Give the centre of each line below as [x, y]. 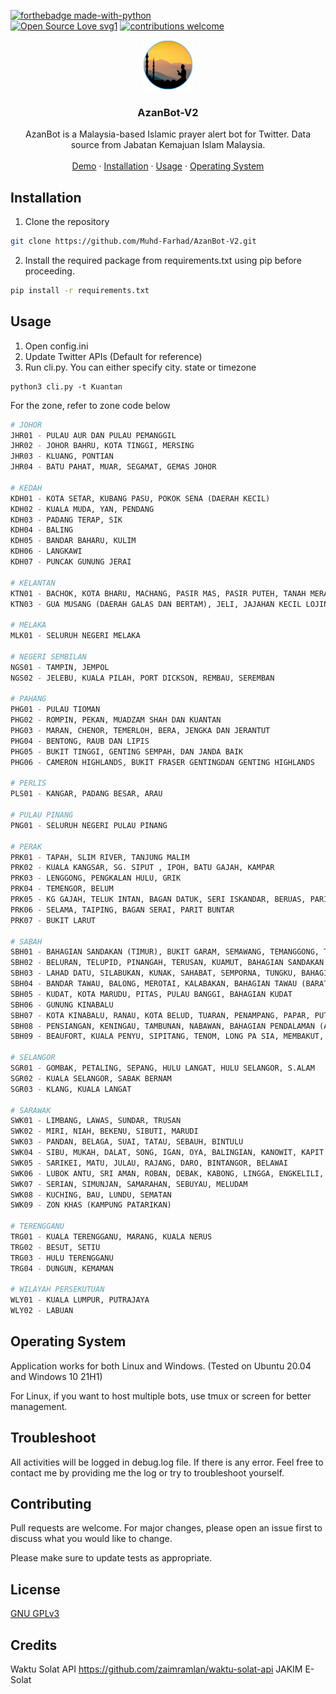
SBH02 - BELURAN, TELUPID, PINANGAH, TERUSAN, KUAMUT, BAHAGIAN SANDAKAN [167, 963]
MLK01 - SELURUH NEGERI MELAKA [75, 636]
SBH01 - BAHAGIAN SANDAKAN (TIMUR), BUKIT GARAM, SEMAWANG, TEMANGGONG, [165, 952]
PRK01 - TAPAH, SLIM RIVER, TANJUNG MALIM [100, 857]
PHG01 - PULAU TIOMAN [55, 710]
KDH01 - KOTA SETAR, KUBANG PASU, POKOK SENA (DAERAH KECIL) [140, 498]
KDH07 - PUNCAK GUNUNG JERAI [71, 562]
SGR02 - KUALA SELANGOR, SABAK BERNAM [91, 1078]
